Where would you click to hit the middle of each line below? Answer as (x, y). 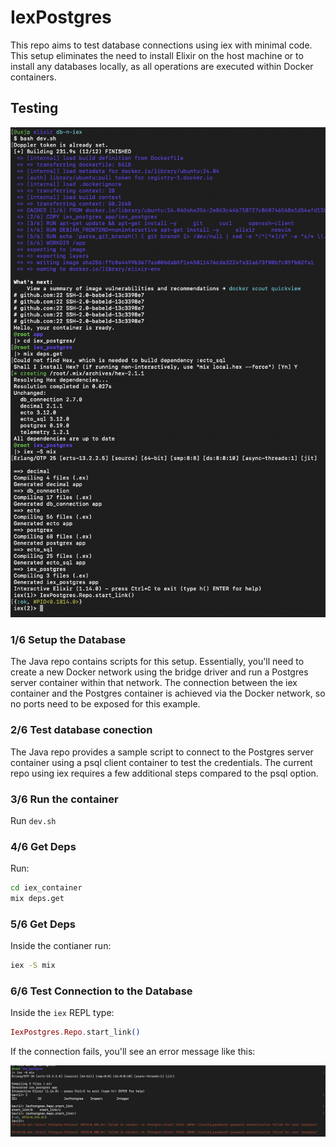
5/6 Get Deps (43, 924)
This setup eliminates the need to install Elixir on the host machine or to (157, 55)
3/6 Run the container (64, 799)
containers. (33, 77)
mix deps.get (37, 899)
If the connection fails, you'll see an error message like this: (133, 1052)
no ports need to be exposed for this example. (105, 704)
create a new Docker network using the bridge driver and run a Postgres (159, 672)
